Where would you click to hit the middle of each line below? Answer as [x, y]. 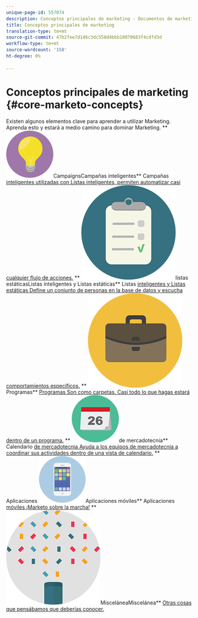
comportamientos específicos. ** [46, 385]
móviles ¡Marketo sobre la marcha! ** [51, 507]
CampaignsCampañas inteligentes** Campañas [111, 176]
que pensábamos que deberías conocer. [55, 609]
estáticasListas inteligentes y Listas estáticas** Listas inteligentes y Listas [96, 284]
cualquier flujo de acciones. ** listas [97, 277]
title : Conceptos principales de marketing [60, 25]
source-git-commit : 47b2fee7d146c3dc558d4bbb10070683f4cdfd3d [84, 37]
